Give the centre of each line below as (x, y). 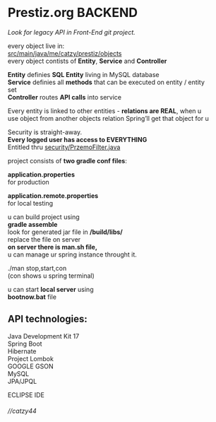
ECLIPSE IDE (26, 394)
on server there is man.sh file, (53, 247)
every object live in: (36, 46)
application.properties (41, 174)
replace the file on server (44, 239)
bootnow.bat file (32, 297)
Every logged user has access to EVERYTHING (78, 139)
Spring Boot (25, 344)
